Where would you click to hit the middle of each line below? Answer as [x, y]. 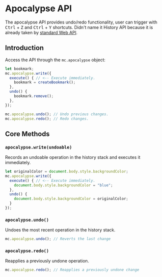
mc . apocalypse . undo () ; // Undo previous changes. [57, 114]
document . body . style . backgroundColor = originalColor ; [71, 199]
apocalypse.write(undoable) [39, 147]
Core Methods [27, 134]
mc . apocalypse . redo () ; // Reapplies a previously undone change [72, 270]
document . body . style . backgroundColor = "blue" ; [63, 185]
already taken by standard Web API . [41, 32]
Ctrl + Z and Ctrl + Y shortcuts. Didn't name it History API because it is [79, 27]
